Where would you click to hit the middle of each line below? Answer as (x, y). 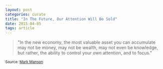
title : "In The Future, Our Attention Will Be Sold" (61, 19)
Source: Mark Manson (24, 62)
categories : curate (25, 14)
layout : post (19, 10)
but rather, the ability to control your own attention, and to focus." (85, 53)
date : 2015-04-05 (23, 24)
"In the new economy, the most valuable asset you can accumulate (86, 42)
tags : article (20, 28)
